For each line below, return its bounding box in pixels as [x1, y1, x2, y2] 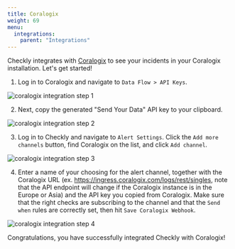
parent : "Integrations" [20, 37, 91, 44]
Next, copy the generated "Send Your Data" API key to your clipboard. [17, 105, 223, 114]
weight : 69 [7, 17, 40, 24]
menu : [7, 23, 23, 31]
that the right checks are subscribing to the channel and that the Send [17, 198, 221, 207]
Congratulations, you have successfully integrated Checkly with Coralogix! [7, 233, 226, 242]
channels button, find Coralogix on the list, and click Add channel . [17, 140, 208, 149]
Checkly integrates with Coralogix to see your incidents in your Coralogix [7, 56, 222, 65]
